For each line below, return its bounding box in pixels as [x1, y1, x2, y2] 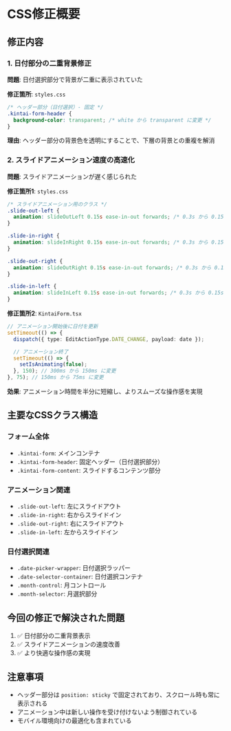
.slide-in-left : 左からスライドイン [16, 528, 119, 536]
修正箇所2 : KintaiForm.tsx [7, 309, 82, 318]
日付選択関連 [7, 547, 50, 556]
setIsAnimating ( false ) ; [19, 361, 88, 368]
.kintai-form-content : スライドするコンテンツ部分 [16, 466, 161, 474]
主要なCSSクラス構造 [7, 409, 98, 421]
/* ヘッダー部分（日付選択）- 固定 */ [7, 104, 104, 110]
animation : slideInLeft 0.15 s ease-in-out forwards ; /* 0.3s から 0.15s [13, 289, 224, 297]
